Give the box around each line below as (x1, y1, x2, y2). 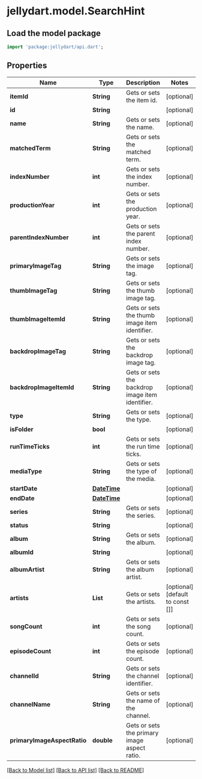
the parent (126, 229, 155, 237)
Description (126, 78, 161, 86)
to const (165, 597, 189, 606)
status (10, 521, 29, 529)
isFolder (10, 425, 34, 433)
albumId (10, 548, 34, 556)
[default (165, 589, 188, 598)
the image (126, 261, 155, 270)
